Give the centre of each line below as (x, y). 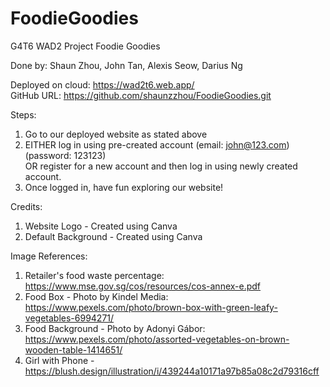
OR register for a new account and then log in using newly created (161, 166)
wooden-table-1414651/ (73, 349)
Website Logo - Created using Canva (101, 226)
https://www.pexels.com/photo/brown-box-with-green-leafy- (151, 307)
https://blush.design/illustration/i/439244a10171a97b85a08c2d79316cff (172, 371)
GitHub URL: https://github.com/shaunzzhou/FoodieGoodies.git (141, 95)
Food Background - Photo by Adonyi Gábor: (115, 328)
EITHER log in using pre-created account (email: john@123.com (155, 144)
